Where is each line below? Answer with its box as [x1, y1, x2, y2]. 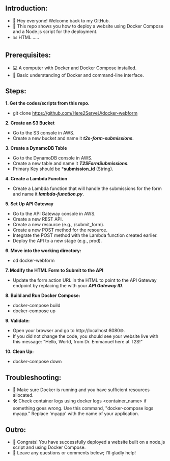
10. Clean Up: [5, 348, 34, 355]
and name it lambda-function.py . [12, 191, 84, 197]
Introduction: [5, 4, 48, 13]
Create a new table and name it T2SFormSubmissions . [12, 160, 129, 167]
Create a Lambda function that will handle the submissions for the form [12, 185, 162, 192]
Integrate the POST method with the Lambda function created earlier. [12, 232, 158, 238]
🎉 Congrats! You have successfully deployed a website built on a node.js [12, 439, 165, 445]
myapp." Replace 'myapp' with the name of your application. [12, 411, 139, 417]
